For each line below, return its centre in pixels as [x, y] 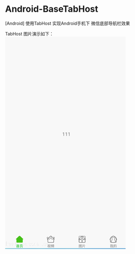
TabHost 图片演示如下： [30, 33]
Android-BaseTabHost [52, 9]
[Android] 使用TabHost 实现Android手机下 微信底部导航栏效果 [68, 23]
